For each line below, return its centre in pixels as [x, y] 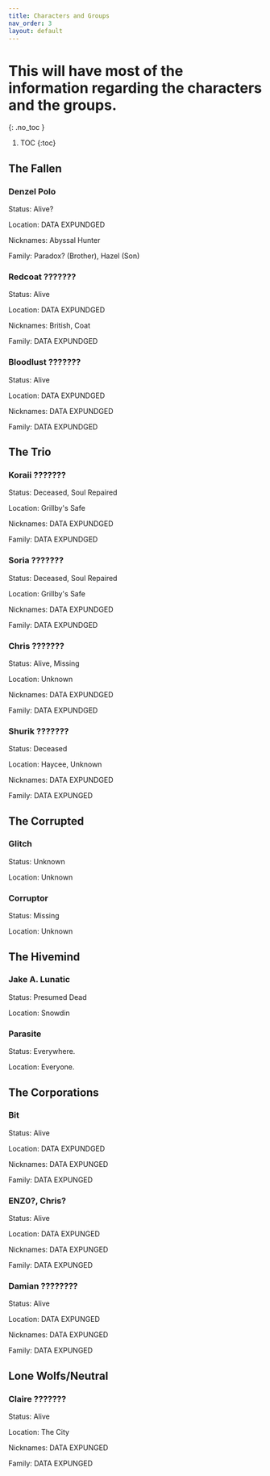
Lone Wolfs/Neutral [58, 1376]
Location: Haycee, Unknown [55, 764]
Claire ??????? [37, 1399]
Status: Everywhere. [42, 1052]
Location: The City [39, 1432]
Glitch [20, 844]
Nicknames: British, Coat [50, 326]
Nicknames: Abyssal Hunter [54, 240]
